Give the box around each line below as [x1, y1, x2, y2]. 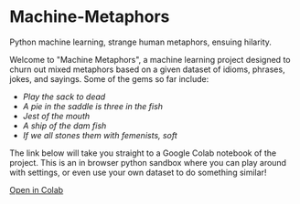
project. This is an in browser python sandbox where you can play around [9, 157, 286, 168]
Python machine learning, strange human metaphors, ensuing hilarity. [9, 36, 273, 47]
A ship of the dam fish [22, 120, 107, 131]
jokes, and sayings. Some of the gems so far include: [9, 73, 209, 84]
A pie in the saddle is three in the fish [22, 100, 163, 111]
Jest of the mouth [22, 110, 91, 121]
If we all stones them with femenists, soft [22, 129, 178, 140]
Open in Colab [9, 184, 64, 195]
